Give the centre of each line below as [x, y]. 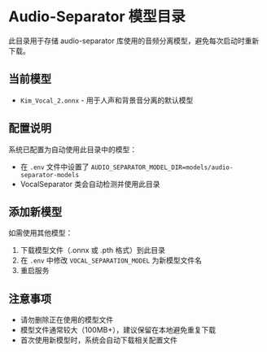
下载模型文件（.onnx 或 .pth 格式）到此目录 [92, 250]
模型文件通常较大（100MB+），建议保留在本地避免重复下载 [118, 330]
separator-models [50, 175]
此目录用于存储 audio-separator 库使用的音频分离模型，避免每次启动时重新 [134, 41]
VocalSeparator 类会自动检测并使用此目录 [90, 184]
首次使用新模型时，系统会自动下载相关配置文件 [98, 340]
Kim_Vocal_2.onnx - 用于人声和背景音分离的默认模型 [107, 100]
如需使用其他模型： [41, 233]
